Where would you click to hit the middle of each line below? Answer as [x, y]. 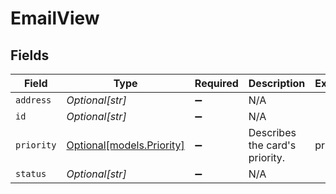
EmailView [55, 18]
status [31, 173]
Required [216, 83]
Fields [30, 55]
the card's [272, 145]
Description [277, 83]
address [33, 100]
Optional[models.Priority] [125, 145]
